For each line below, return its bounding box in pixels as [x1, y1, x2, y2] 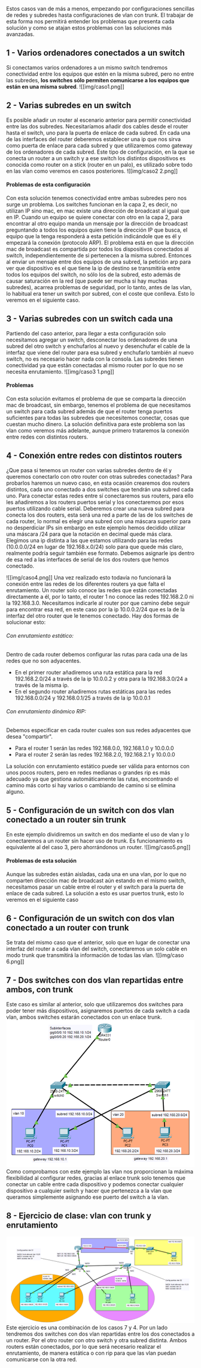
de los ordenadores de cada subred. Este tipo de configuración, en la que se [6, 148, 195, 155]
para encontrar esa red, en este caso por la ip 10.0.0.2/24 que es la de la [6, 605, 185, 613]
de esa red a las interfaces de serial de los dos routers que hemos [6, 556, 169, 563]
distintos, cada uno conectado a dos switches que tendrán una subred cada [6, 485, 194, 493]
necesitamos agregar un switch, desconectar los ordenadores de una [6, 336, 178, 343]
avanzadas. [6, 31, 35, 38]
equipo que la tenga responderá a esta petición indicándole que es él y [6, 232, 181, 239]
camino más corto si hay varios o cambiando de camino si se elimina [6, 782, 176, 789]
